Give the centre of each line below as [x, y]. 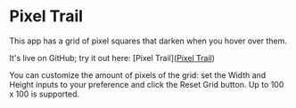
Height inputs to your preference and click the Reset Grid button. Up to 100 [147, 84]
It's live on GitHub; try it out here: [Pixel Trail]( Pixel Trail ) [112, 58]
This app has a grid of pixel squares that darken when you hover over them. [148, 41]
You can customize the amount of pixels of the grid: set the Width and [138, 75]
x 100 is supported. [45, 94]
